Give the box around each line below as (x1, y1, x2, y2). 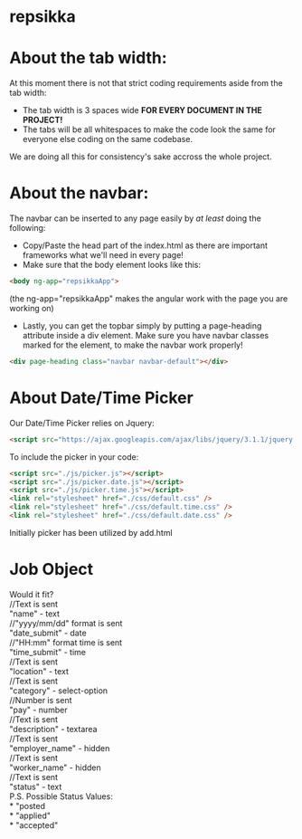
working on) (9, 302, 54, 313)
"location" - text (9, 665, 70, 676)
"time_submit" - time (9, 646, 87, 657)
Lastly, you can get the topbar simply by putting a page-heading (22, 319, 262, 331)
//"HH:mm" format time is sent (9, 636, 123, 648)
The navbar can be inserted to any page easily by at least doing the (9, 213, 262, 224)
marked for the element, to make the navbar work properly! (22, 339, 244, 350)
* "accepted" (9, 819, 59, 830)
